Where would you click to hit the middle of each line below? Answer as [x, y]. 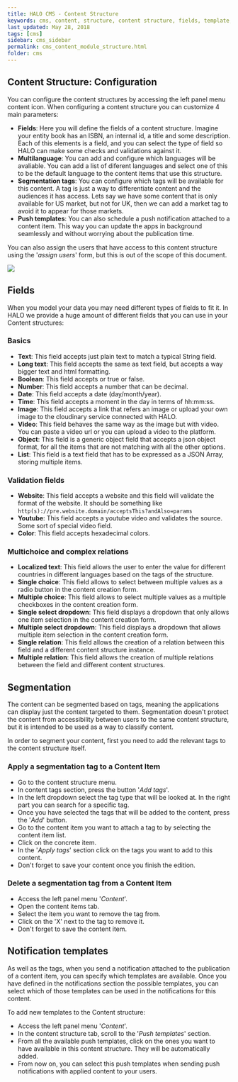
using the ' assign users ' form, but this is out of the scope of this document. [117, 255]
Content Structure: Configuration [82, 82]
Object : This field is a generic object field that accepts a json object [117, 439]
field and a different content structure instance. [86, 650]
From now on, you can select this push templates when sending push [119, 1064]
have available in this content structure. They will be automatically [114, 1048]
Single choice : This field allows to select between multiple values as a [120, 582]
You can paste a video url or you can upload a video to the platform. [117, 431]
